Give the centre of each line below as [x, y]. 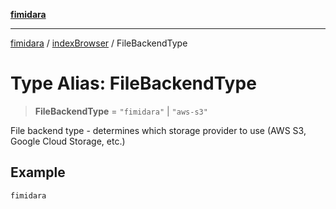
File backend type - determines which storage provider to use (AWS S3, [158, 130]
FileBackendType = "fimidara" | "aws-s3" [121, 111]
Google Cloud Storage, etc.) [68, 141]
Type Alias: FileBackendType [133, 83]
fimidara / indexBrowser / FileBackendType [99, 43]
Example [38, 172]
